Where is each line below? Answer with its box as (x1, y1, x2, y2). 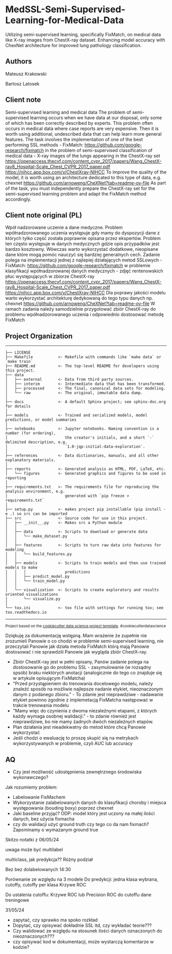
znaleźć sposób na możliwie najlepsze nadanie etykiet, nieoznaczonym (12, 686, 163, 692)
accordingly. (5, 196, 32, 202)
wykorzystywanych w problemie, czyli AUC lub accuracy (12, 741, 133, 747)
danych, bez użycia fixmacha (12, 816, 75, 822)
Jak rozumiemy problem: (5, 784, 58, 790)
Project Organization (5, 332, 73, 340)
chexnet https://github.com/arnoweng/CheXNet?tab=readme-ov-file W (5, 300, 155, 307)
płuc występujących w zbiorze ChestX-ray (5, 273, 95, 279)
